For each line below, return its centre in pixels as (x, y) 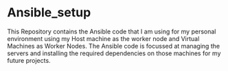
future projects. (29, 60)
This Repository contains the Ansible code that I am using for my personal (112, 31)
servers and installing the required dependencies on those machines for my (114, 53)
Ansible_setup (49, 13)
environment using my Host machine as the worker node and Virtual (103, 38)
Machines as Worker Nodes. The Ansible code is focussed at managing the (114, 46)
